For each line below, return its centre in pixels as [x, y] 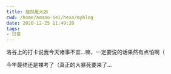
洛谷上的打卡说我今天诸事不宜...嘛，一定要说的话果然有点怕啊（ [86, 52]
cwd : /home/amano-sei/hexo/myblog [50, 17]
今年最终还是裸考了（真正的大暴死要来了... [59, 65]
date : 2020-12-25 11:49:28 [40, 23]
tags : [13, 29]
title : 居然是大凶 [27, 12]
